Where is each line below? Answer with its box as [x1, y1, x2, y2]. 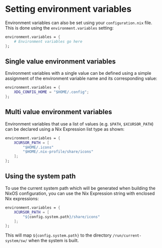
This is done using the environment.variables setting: [5, 25, 114, 31]
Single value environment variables [5, 57, 116, 65]
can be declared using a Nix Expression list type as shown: [5, 126, 125, 132]
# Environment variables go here [14, 39, 83, 44]
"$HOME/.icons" [23, 145, 54, 150]
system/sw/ [5, 239, 28, 244]
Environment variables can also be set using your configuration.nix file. [5, 20, 153, 26]
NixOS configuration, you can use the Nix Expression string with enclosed [5, 190, 155, 196]
